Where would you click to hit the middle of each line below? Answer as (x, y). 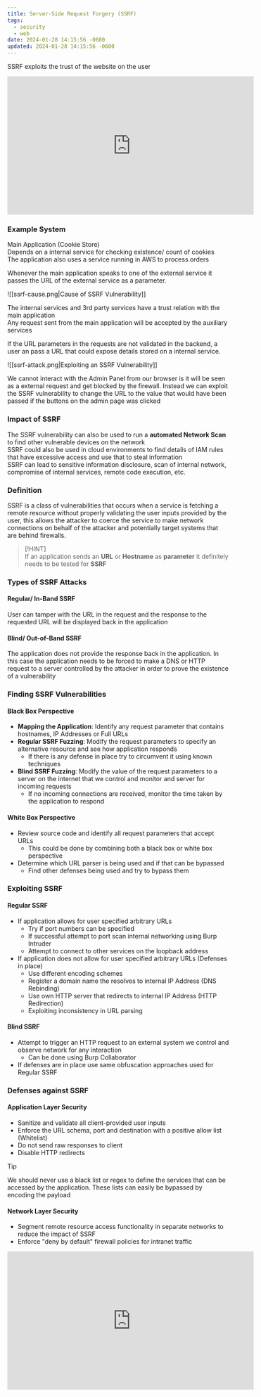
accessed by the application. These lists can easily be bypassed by (105, 1187)
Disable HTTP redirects (51, 1153)
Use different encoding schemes (75, 973)
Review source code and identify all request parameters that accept (116, 833)
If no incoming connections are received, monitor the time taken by (125, 794)
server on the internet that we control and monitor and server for (111, 779)
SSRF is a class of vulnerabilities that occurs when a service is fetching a (113, 505)
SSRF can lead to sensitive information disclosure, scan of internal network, (117, 464)
